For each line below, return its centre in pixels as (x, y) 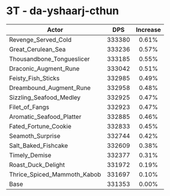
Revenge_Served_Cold (41, 40)
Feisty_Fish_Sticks (34, 78)
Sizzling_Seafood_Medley (45, 97)
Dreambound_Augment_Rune (50, 88)
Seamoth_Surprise (35, 136)
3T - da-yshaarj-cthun (63, 11)
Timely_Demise (30, 155)
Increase (148, 30)
